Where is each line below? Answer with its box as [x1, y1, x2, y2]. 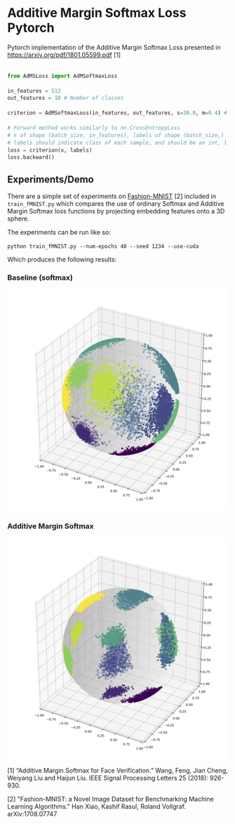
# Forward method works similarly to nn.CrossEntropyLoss [7, 124, 180, 131]
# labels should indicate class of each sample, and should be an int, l [7, 139, 228, 146]
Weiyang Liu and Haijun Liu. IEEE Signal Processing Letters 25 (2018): [7, 773, 208, 782]
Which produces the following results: [7, 255, 117, 264]
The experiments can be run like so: [7, 228, 111, 237]
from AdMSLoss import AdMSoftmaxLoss [7, 72, 118, 79]
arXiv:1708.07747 [7, 809, 58, 818]
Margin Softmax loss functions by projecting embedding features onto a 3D [7, 207, 225, 216]
